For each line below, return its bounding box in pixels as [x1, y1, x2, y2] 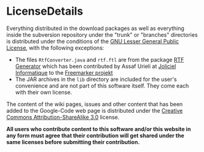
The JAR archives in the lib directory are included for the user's [15, 75, 177, 83]
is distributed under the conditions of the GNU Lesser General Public [6, 37, 179, 45]
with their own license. [15, 88, 72, 96]
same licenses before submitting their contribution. [6, 138, 140, 145]
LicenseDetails [6, 4, 84, 18]
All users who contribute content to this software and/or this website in [6, 125, 191, 132]
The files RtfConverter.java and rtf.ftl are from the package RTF [15, 56, 184, 63]
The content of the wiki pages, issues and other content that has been [6, 100, 183, 108]
